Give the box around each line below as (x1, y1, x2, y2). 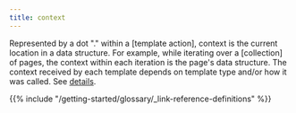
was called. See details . (9, 75, 97, 86)
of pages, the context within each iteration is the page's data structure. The (9, 56, 288, 67)
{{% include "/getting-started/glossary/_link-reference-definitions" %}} (9, 93, 272, 104)
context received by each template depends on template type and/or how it (9, 66, 288, 77)
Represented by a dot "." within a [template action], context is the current (9, 38, 278, 48)
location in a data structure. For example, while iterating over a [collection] (9, 47, 283, 58)
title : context (9, 13, 66, 22)
